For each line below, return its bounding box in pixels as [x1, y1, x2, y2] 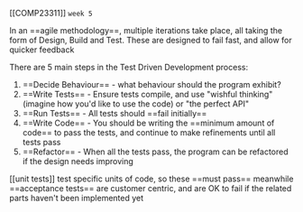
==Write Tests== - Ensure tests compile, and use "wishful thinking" [22, 89, 273, 99]
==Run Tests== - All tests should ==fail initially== [22, 108, 207, 118]
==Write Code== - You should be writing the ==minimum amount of [22, 117, 275, 128]
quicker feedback [9, 44, 75, 55]
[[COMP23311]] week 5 [9, 8, 93, 18]
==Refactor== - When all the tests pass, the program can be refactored [22, 146, 289, 157]
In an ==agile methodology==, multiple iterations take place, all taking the [9, 25, 282, 35]
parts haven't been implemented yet [9, 193, 144, 203]
